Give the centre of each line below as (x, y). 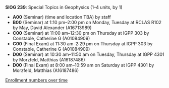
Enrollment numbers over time (37, 80)
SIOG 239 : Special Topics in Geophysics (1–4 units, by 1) (64, 7)
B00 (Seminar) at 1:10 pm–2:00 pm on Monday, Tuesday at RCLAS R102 (87, 22)
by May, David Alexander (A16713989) (52, 28)
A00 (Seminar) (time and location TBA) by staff (62, 17)
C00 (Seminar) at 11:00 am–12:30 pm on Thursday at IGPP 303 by (81, 33)
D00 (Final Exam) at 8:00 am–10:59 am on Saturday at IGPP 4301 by (83, 65)
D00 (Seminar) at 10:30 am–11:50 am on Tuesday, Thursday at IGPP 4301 (88, 54)
